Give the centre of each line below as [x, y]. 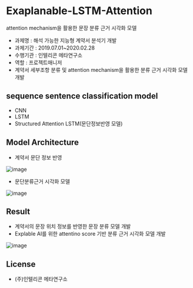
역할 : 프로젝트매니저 [38, 62]
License [21, 264]
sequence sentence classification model [82, 96]
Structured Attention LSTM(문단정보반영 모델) [69, 123]
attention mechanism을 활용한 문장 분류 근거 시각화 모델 [71, 28]
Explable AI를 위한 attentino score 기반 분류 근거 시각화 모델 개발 [90, 234]
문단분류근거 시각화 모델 [42, 181]
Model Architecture [43, 143]
